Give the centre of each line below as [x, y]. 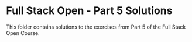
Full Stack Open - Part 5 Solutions [89, 11]
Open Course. [23, 33]
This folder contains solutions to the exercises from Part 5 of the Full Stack [96, 27]
